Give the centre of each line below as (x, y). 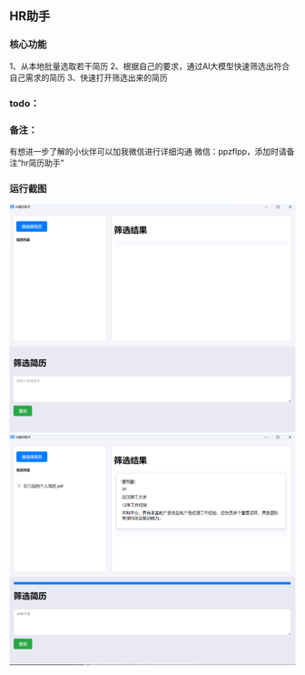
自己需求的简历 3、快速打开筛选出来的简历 (89, 77)
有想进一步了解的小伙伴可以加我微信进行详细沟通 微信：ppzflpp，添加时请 (148, 151)
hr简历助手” (43, 163)
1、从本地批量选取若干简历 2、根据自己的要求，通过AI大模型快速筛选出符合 (150, 65)
